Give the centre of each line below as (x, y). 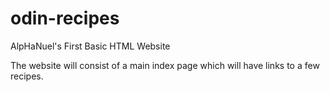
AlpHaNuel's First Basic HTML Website (90, 46)
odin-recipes (65, 18)
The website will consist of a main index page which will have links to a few (165, 65)
